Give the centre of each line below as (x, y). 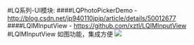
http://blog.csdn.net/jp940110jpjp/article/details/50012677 (92, 18)
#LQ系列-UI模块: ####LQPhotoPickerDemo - (72, 10)
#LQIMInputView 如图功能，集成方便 (60, 34)
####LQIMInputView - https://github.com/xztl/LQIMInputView (97, 26)
